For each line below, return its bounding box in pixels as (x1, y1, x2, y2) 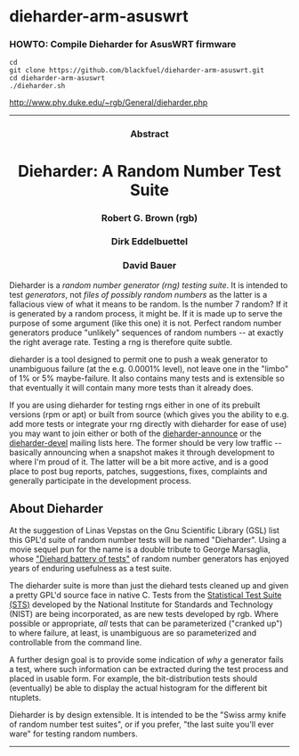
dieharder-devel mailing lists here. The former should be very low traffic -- (9, 437, 282, 448)
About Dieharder (9, 501, 104, 516)
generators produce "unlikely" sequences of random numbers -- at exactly (9, 327, 284, 338)
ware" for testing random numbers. (9, 728, 138, 739)
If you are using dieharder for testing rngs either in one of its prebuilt (9, 399, 261, 410)
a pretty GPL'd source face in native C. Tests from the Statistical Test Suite (9, 589, 282, 600)
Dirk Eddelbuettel (110, 235, 189, 248)
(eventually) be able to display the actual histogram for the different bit (9, 682, 268, 693)
